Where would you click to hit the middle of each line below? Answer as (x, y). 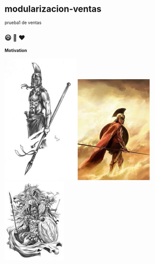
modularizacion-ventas (53, 9)
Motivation (16, 50)
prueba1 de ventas (23, 22)
